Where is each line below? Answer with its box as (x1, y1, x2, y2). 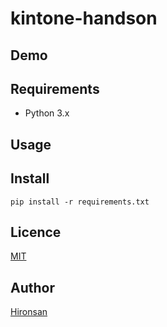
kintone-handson (10, 7, 158, 30)
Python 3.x (24, 107, 70, 119)
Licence (10, 223, 62, 241)
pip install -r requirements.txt (10, 197, 150, 207)
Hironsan (10, 306, 48, 318)
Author (10, 279, 55, 296)
